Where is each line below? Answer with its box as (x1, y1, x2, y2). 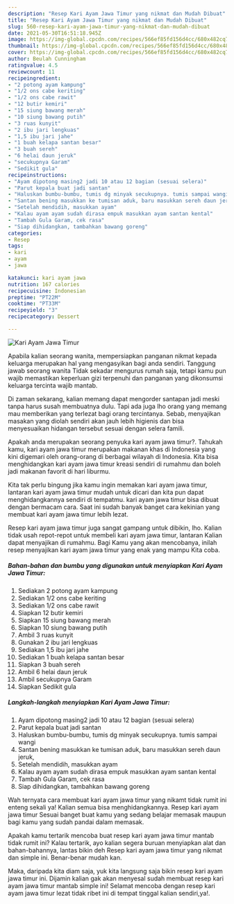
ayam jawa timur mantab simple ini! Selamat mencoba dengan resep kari (8, 881, 216, 889)
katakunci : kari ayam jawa (8, 274, 86, 281)
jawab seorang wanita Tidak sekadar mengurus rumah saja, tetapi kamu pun (8, 366, 226, 375)
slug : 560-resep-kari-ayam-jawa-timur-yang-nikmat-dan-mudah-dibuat (8, 23, 210, 30)
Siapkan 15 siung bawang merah (17, 616, 111, 624)
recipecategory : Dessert (8, 313, 80, 320)
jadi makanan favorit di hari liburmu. (8, 467, 110, 476)
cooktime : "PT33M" (8, 300, 61, 308)
